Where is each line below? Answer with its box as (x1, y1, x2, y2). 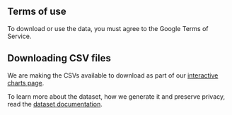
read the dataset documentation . (7, 99, 103, 108)
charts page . (7, 78, 45, 87)
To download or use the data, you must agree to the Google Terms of (7, 24, 209, 32)
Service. (7, 32, 32, 40)
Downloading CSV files (7, 52, 112, 64)
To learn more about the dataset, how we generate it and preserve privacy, (7, 92, 226, 101)
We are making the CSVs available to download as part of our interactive (7, 71, 219, 80)
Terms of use (7, 6, 67, 18)
